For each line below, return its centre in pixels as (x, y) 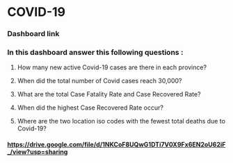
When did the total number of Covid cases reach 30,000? (99, 81)
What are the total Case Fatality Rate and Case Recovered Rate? (109, 94)
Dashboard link (33, 34)
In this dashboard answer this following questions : (95, 53)
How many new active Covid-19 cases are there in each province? (112, 67)
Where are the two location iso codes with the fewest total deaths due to (121, 121)
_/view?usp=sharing (38, 152)
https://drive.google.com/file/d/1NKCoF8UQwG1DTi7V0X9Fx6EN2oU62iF (116, 144)
